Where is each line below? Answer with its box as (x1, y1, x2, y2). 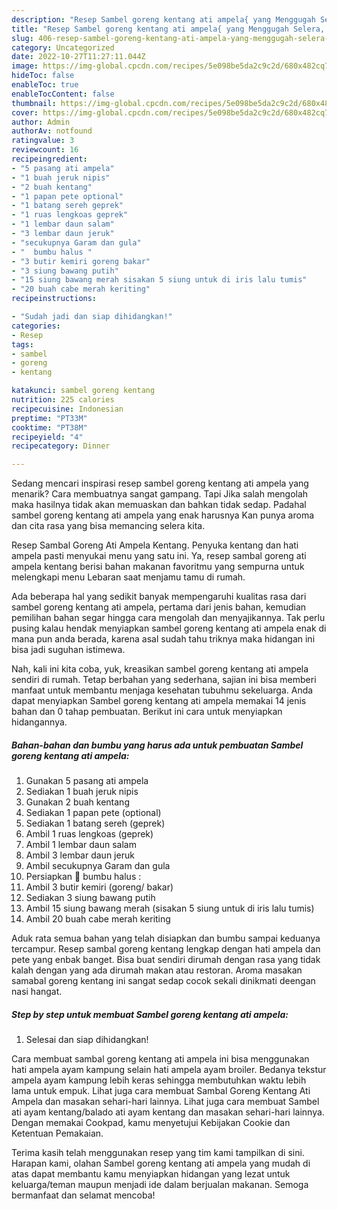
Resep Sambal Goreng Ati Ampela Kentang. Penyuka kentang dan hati (11, 539, 299, 551)
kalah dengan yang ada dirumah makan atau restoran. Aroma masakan (11, 964, 303, 976)
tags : (11, 339, 34, 350)
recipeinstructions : (11, 294, 98, 304)
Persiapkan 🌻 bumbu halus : (25, 871, 142, 883)
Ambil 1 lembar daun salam (25, 839, 137, 851)
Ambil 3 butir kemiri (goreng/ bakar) (25, 881, 174, 893)
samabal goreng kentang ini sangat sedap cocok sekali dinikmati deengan (11, 975, 316, 987)
